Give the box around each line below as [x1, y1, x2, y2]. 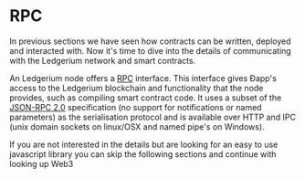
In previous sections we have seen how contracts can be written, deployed [9, 36, 291, 47]
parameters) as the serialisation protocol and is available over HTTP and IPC [9, 111, 297, 122]
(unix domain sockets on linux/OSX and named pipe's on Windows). [9, 120, 265, 132]
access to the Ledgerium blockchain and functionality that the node [9, 82, 264, 93]
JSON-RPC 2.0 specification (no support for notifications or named [9, 101, 262, 112]
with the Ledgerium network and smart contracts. [9, 55, 196, 66]
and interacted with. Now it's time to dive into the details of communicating [9, 45, 292, 56]
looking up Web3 [9, 158, 74, 169]
